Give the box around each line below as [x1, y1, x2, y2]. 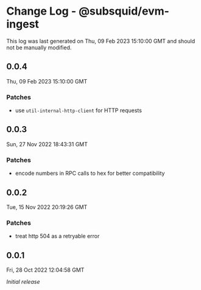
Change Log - [6, 4, 77, 18]
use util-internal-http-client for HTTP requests [15, 107, 142, 114]
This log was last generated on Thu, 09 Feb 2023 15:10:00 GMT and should [6, 37, 196, 44]
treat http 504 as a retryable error [15, 233, 100, 240]
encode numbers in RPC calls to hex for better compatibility [15, 169, 165, 177]
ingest [6, 17, 40, 31]
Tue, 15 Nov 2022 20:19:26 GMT [6, 203, 88, 211]
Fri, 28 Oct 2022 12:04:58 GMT [6, 266, 85, 274]
